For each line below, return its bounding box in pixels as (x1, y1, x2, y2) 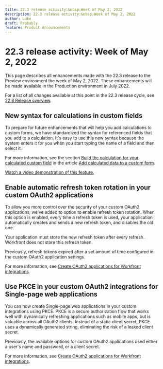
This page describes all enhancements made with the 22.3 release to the (5, 73, 151, 78)
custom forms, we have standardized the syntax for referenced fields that (5, 129, 152, 135)
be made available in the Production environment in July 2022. (5, 83, 130, 89)
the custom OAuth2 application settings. (5, 254, 85, 259)
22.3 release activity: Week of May (5, 46, 149, 57)
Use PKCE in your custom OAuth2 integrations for (5, 283, 158, 291)
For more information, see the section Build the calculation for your (5, 154, 139, 161)
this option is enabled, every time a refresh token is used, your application (5, 214, 153, 220)
